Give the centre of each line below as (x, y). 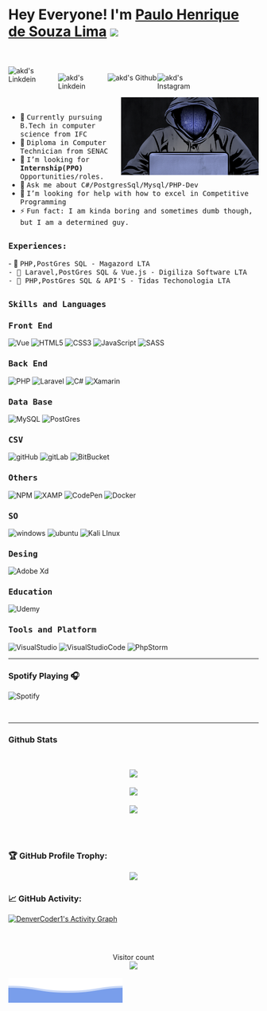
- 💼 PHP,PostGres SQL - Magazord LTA (79, 263)
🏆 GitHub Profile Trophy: (58, 856)
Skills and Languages (57, 305)
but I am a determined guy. (74, 222)
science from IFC (53, 134)
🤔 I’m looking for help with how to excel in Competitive (134, 193)
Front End (31, 326)
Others (23, 478)
